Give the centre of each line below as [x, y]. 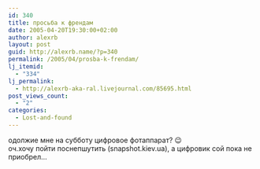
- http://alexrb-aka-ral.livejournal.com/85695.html [104, 88]
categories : [28, 111]
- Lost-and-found [44, 118]
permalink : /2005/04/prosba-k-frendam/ [74, 60]
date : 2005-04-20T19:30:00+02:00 [63, 30]
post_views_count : [38, 96]
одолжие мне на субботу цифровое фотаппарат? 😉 [95, 140]
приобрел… [28, 156]
